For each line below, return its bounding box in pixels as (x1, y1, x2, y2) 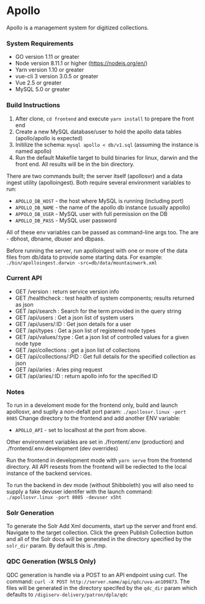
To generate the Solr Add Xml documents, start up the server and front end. (6, 523, 198, 530)
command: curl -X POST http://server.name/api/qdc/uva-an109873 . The (6, 578, 190, 585)
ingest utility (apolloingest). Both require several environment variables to (6, 179, 192, 186)
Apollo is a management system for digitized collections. (6, 24, 149, 31)
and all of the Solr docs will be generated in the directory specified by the (6, 535, 192, 543)
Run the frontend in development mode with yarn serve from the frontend (6, 457, 192, 464)
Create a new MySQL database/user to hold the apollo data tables (15, 128, 182, 135)
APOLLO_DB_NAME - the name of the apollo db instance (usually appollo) (15, 203, 191, 211)
